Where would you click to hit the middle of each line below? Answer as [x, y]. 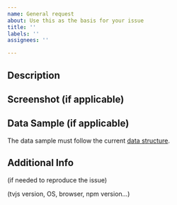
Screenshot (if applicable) [66, 99]
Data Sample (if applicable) [68, 124]
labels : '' [23, 34]
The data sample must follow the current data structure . [89, 140]
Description [34, 75]
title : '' [22, 27]
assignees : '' [28, 40]
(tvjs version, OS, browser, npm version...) [69, 194]
